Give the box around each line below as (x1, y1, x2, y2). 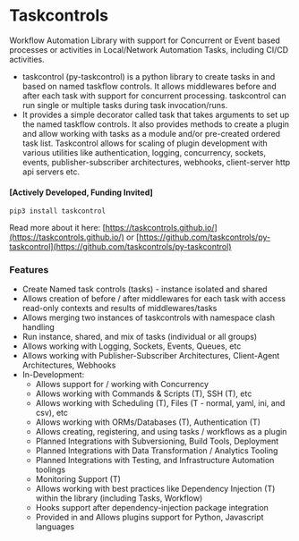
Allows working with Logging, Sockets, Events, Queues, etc (21, 341, 242, 351)
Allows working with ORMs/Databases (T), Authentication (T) (35, 417, 261, 427)
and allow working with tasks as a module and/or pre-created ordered (21, 128, 280, 139)
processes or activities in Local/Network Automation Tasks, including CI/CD (9, 44, 289, 55)
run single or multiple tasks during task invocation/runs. (21, 99, 228, 110)
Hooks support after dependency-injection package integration (35, 503, 269, 513)
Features (9, 264, 49, 276)
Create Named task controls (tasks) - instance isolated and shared (21, 283, 268, 295)
